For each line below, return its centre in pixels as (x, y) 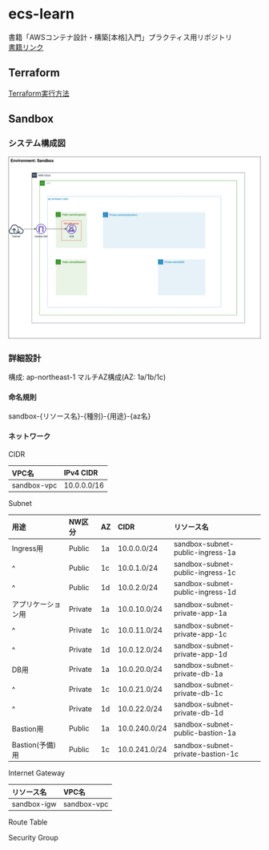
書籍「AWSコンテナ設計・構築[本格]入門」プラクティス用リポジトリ (120, 37)
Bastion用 (28, 729)
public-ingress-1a (205, 552)
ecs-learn (41, 14)
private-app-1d (201, 654)
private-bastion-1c (206, 754)
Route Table (28, 822)
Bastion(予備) (34, 745)
